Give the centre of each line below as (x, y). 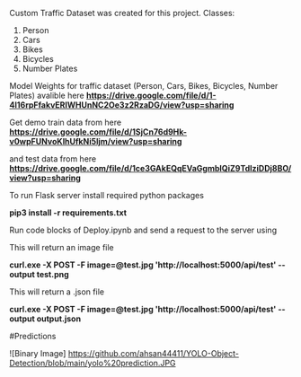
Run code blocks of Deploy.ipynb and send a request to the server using (143, 230)
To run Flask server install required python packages (107, 195)
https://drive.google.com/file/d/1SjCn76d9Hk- (98, 132)
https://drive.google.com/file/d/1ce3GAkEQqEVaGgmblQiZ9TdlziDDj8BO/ (150, 168)
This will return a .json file (57, 292)
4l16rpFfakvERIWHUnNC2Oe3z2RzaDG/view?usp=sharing (122, 105)
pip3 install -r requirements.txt (68, 213)
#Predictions (33, 336)
